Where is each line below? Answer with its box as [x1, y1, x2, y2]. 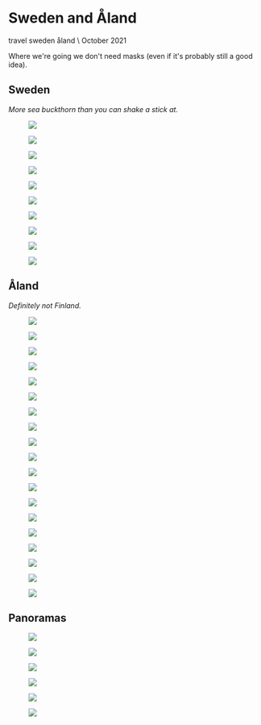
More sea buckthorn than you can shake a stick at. [8, 104, 179, 114]
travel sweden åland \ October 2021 [8, 35, 127, 45]
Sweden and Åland [8, 9, 137, 27]
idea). [8, 60, 28, 69]
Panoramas [8, 610, 67, 625]
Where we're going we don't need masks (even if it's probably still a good [8, 51, 253, 60]
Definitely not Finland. [8, 300, 82, 310]
